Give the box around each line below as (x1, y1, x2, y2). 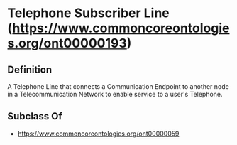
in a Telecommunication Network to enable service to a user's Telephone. (7, 90, 223, 98)
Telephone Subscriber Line (7, 5, 170, 21)
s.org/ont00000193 (7, 36, 128, 51)
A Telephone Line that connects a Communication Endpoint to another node (7, 82, 229, 90)
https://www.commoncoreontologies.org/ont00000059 (17, 129, 180, 138)
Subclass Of (7, 110, 62, 122)
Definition (7, 63, 52, 75)
